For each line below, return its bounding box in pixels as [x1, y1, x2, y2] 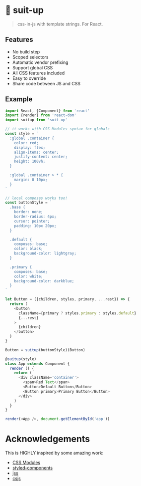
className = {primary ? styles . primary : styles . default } [18, 310, 137, 316]
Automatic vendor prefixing [12, 59, 69, 65]
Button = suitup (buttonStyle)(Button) [5, 347, 85, 352]
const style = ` [5, 131, 39, 136]
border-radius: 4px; [14, 214, 57, 219]
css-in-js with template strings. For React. [17, 21, 103, 27]
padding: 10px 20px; [14, 223, 57, 229]
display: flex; [14, 145, 46, 150]
